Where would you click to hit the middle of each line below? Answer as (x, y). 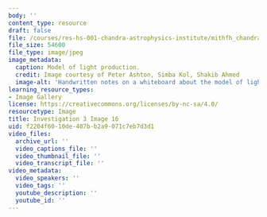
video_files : (30, 134)
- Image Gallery (35, 97)
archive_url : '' (42, 141)
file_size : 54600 (37, 45)
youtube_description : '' (56, 193)
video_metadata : (35, 171)
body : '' (23, 15)
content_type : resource (48, 23)
